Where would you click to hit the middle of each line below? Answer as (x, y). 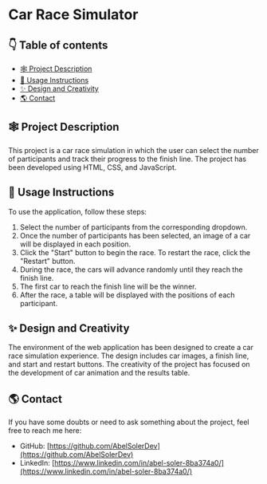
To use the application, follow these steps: (78, 211)
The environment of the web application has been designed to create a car (131, 348)
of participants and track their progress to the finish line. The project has (128, 159)
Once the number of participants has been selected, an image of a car (135, 235)
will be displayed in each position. (75, 244)
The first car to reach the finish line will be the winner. (108, 286)
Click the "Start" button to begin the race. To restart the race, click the (135, 252)
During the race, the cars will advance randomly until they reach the (131, 270)
